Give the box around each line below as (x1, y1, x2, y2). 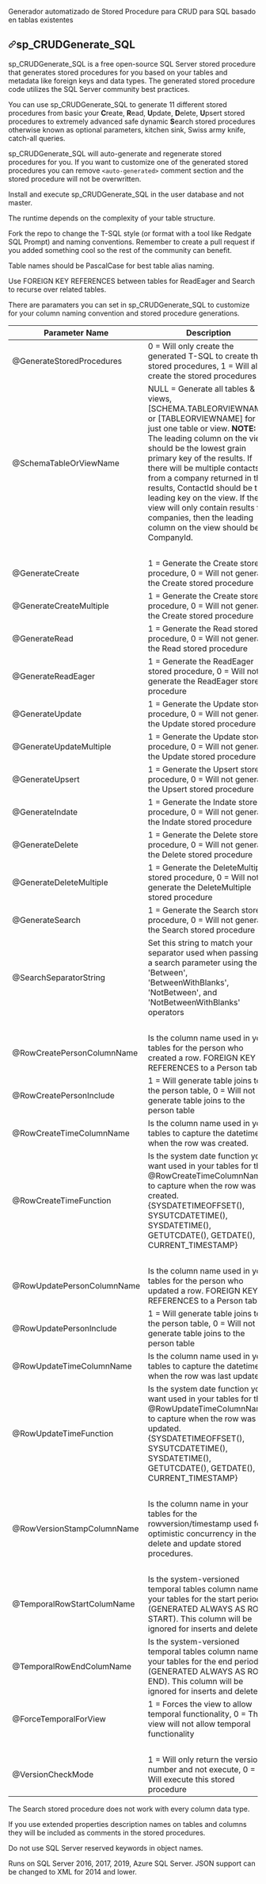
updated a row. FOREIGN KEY (147, 1285, 259, 1296)
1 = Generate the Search (147, 904, 240, 915)
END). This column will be (147, 1675, 244, 1687)
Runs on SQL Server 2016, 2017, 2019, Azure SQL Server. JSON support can (8, 1859, 256, 1868)
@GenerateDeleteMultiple (12, 876, 108, 887)
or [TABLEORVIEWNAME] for (147, 412, 256, 423)
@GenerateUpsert (12, 773, 80, 784)
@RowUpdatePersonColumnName (12, 1280, 141, 1291)
